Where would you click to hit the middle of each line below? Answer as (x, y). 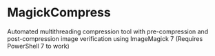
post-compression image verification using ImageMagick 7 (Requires (105, 38)
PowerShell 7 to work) (39, 46)
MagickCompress (59, 13)
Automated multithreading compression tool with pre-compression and (108, 31)
